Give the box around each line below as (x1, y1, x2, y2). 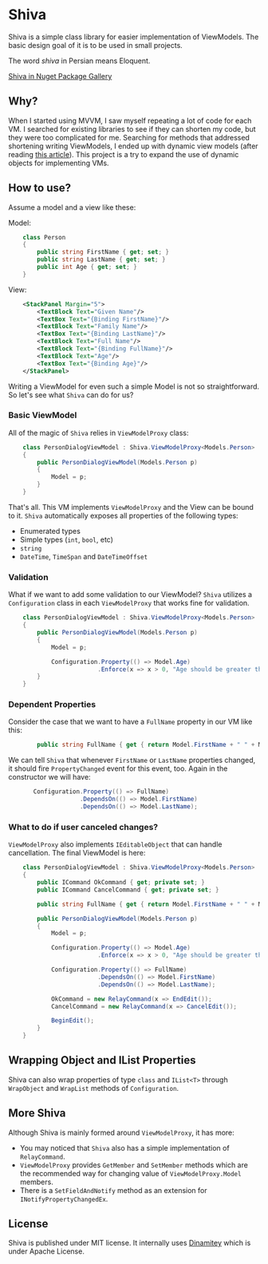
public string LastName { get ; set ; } (37, 255, 166, 264)
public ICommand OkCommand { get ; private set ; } (37, 879, 205, 887)
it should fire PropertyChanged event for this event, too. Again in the (8, 764, 228, 773)
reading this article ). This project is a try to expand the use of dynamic (8, 149, 239, 159)
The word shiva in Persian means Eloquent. (8, 56, 151, 65)
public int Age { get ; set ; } (37, 263, 137, 271)
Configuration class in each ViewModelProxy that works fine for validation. (8, 598, 250, 608)
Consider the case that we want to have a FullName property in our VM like (8, 717, 253, 727)
